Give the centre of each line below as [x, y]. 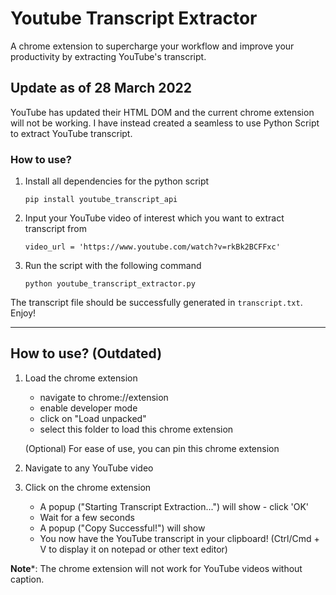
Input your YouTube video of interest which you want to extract [154, 218]
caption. [27, 579]
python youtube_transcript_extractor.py [110, 284]
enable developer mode [88, 408]
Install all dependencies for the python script [117, 181]
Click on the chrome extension [88, 487]
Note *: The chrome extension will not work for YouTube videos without [156, 568]
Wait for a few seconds [87, 517]
